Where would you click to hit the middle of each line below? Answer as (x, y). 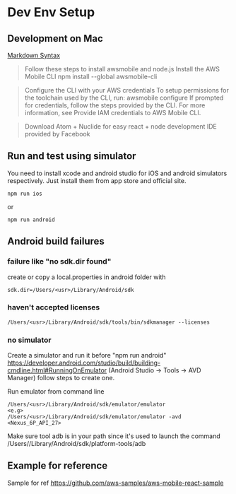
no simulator (29, 340)
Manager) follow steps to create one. (61, 378)
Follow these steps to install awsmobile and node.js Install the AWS (122, 69)
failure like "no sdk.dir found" (59, 261)
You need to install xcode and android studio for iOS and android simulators (117, 173)
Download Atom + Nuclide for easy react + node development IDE (121, 127)
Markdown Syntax (34, 55)
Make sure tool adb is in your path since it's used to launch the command (114, 436)
